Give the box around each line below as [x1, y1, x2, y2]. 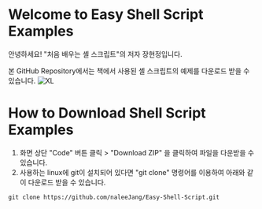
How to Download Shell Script [8, 104, 206, 122]
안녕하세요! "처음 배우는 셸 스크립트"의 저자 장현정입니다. [8, 49, 183, 58]
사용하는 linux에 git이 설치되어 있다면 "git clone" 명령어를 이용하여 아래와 [19, 167, 245, 177]
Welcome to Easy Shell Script [8, 6, 204, 24]
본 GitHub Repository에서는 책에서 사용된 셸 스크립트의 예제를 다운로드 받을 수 [8, 65, 250, 76]
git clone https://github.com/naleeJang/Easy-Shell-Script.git [8, 193, 220, 201]
